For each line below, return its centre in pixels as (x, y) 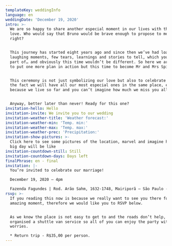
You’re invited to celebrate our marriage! (57, 170)
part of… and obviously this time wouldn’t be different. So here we (85, 62)
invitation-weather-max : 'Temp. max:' (47, 128)
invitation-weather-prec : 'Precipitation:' (52, 132)
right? (17, 39)
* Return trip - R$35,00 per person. (50, 236)
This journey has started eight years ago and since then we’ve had (84, 52)
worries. (19, 227)
